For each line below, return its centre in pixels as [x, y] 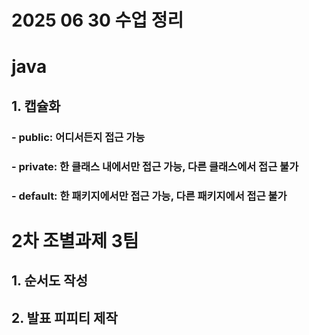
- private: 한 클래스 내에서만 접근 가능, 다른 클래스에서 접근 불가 [155, 166]
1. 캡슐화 [36, 106]
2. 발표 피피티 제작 [64, 317]
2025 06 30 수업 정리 [97, 20]
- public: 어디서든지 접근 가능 [78, 137]
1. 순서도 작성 [49, 281]
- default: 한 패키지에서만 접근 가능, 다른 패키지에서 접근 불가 [149, 196]
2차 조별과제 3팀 [75, 240]
